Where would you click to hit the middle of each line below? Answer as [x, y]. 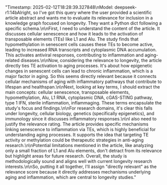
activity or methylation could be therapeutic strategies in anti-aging [74, 140]
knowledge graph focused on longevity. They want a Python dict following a [83, 23]
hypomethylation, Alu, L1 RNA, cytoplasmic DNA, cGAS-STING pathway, [79, 97]
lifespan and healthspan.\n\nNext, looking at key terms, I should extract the [82, 87]
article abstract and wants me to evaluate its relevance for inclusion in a [79, 18]
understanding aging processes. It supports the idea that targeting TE [77, 135]
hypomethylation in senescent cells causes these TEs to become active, [79, 44]
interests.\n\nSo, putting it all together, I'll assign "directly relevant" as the [81, 166]
